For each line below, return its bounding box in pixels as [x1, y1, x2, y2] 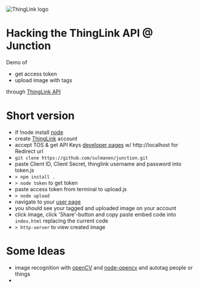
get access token [14, 70, 58, 77]
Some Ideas [6, 245, 65, 258]
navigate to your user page [14, 198, 81, 205]
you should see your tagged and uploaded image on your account [14, 204, 176, 211]
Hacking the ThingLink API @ [6, 27, 153, 40]
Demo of [6, 58, 28, 65]
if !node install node [14, 129, 64, 136]
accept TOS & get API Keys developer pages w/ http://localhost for [14, 141, 178, 148]
